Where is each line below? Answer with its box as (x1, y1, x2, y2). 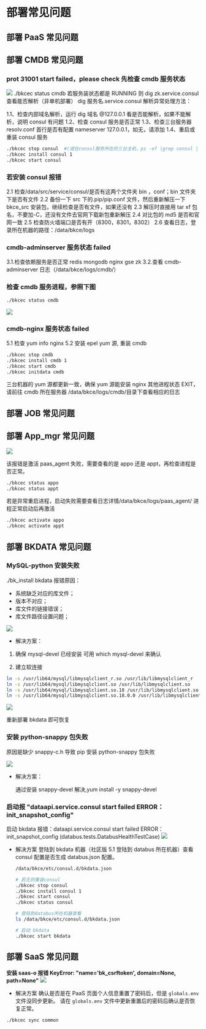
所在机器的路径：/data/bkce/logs (11, 227, 95, 234)
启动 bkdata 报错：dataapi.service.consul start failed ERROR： (6, 825, 164, 833)
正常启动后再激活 (11, 505, 55, 513)
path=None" (6, 977, 39, 984)
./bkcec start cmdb (6, 363, 56, 369)
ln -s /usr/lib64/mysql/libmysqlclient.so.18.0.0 (6, 693, 136, 699)
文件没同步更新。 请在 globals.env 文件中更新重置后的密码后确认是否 (15, 997, 190, 1004)
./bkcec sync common (6, 1017, 59, 1023)
